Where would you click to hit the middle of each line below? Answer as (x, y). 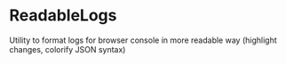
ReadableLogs (63, 16)
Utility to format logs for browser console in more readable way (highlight (143, 40)
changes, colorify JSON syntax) (68, 49)
